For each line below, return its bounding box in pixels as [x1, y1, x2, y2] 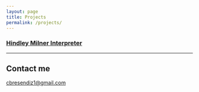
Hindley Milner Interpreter [6, 39, 83, 47]
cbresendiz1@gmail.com [6, 79, 66, 86]
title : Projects [6, 14, 46, 20]
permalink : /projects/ [6, 19, 62, 25]
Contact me [6, 64, 50, 74]
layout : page [6, 8, 38, 15]
